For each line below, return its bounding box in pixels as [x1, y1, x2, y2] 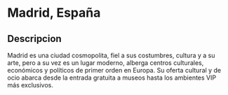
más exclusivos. [7, 81, 54, 89]
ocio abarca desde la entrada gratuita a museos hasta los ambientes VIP [7, 73, 216, 82]
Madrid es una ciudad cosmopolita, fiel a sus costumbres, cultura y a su [7, 51, 215, 59]
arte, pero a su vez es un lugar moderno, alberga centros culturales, [7, 59, 204, 67]
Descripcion [7, 33, 62, 45]
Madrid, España [7, 5, 101, 21]
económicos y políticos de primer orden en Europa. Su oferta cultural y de [7, 66, 222, 74]
